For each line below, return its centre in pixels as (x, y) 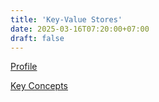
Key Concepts (39, 86)
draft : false (37, 38)
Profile (24, 67)
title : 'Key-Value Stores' (66, 19)
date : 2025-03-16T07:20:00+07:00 (80, 29)
